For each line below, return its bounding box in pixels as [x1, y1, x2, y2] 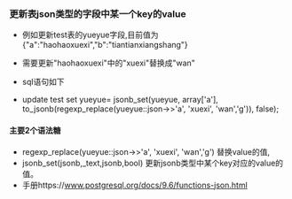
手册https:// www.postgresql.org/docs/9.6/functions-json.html [21, 180, 249, 190]
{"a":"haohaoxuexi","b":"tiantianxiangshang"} [21, 40, 188, 50]
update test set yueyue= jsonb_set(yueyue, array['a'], [21, 95, 219, 105]
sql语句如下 [21, 77, 65, 88]
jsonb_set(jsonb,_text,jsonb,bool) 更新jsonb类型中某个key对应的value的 [21, 157, 284, 168]
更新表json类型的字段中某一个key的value [9, 7, 186, 19]
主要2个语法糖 [9, 125, 61, 135]
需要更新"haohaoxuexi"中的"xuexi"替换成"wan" [21, 57, 195, 68]
